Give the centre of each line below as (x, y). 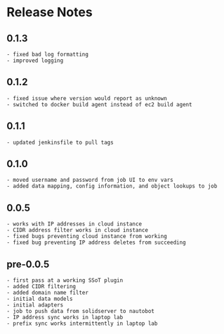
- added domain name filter (48, 293)
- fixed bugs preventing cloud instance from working (87, 237)
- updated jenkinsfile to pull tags (60, 142)
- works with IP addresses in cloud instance (74, 224)
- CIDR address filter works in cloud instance (78, 230)
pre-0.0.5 (28, 264)
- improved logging (35, 61)
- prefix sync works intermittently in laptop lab (82, 324)
